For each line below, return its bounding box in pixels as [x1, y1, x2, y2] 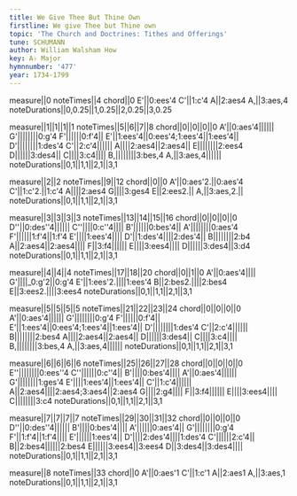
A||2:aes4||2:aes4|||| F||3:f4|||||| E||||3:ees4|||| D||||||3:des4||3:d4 [9, 240, 251, 251]
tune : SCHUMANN [9, 37, 66, 47]
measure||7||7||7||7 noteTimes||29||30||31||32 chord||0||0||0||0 [9, 413, 241, 423]
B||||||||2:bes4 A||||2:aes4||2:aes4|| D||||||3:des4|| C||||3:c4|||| [9, 331, 238, 342]
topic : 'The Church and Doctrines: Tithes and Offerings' [9, 29, 228, 38]
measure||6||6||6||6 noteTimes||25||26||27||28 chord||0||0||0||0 [9, 358, 244, 368]
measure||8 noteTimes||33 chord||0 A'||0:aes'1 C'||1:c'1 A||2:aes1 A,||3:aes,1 [9, 467, 285, 478]
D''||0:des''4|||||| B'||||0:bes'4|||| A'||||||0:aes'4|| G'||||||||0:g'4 [9, 422, 235, 432]
